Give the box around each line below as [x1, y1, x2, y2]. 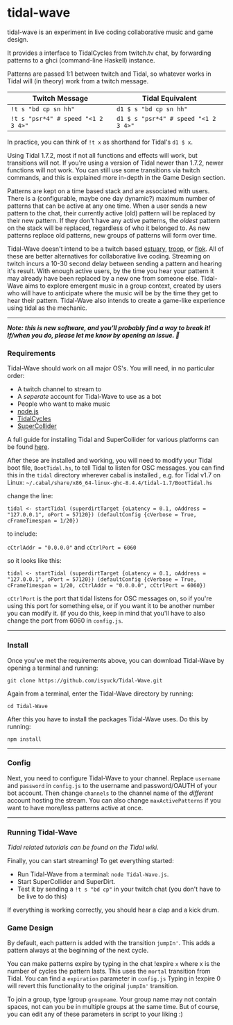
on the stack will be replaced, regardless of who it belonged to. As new [7, 224, 210, 232]
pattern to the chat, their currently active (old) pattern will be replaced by [7, 208, 216, 217]
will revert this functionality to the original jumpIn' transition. [7, 982, 179, 990]
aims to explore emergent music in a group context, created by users [24, 281, 222, 290]
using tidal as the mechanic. [7, 304, 87, 312]
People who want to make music [17, 400, 111, 408]
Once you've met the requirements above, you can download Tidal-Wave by [7, 656, 225, 664]
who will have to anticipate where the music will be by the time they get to [7, 288, 218, 297]
